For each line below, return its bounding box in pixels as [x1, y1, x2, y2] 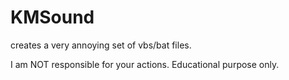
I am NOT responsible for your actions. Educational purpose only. [10, 58, 280, 70]
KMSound [10, 6, 95, 29]
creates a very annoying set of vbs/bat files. [10, 39, 192, 51]
